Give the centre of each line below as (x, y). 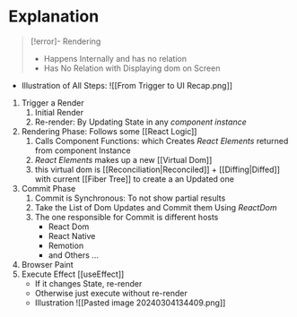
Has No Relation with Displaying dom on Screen (132, 68)
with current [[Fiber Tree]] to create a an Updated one (135, 179)
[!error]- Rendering (66, 41)
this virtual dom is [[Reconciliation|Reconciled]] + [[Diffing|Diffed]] (157, 169)
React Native (72, 236)
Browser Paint (47, 264)
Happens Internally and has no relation (115, 58)
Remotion (66, 245)
